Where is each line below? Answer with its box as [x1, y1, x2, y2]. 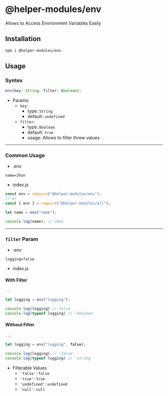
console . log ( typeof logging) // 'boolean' [5, 311, 95, 316]
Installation [5, 35, 41, 43]
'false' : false [19, 370, 50, 376]
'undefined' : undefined [19, 380, 67, 387]
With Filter [5, 277, 27, 283]
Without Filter [5, 322, 34, 328]
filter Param [5, 235, 38, 242]
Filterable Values [12, 365, 47, 371]
